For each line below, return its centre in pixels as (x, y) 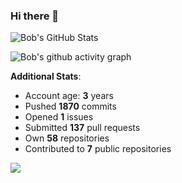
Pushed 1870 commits (70, 106)
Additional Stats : (46, 76)
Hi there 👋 (35, 16)
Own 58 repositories (67, 138)
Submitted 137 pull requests (82, 128)
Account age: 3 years (69, 96)
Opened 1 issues (59, 117)
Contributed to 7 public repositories (98, 149)
